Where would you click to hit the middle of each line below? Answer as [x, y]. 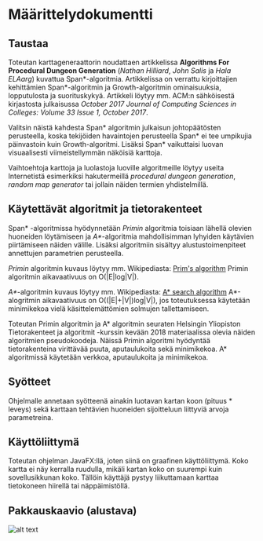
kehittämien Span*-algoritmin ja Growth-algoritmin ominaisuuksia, [115, 87]
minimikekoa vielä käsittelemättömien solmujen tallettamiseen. [109, 309]
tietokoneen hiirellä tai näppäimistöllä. [69, 486]
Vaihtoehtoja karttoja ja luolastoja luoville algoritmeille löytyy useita [116, 168]
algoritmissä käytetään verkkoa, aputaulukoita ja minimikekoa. [108, 357]
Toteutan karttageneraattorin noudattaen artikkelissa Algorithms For [119, 62]
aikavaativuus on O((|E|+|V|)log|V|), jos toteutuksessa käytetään [146, 300]
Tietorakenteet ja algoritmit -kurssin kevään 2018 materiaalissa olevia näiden [132, 332]
